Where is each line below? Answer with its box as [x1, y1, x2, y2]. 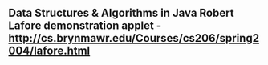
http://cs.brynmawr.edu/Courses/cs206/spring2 [8, 31, 259, 45]
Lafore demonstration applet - [8, 19, 162, 33]
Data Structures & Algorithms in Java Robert [8, 6, 234, 20]
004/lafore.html [8, 44, 91, 58]
